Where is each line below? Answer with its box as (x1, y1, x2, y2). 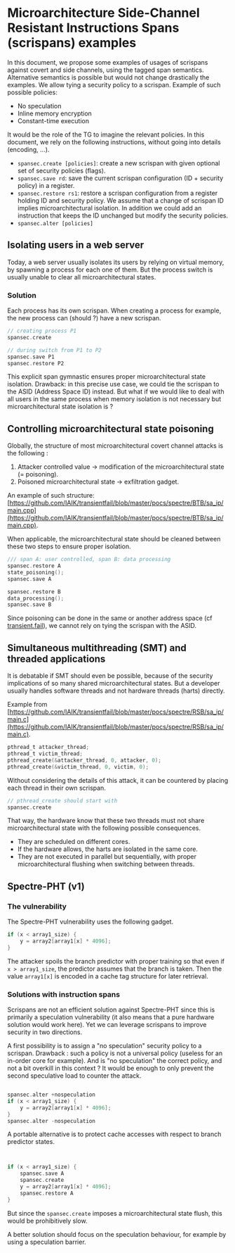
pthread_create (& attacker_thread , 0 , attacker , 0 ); (7, 757, 161, 764)
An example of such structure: (7, 491, 95, 500)
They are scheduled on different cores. (17, 838, 130, 846)
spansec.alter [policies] (17, 220, 93, 227)
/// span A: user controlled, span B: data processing (7, 556, 171, 563)
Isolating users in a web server (7, 239, 145, 251)
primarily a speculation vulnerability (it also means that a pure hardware (7, 1013, 215, 1021)
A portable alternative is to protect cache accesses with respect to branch (7, 1130, 222, 1138)
